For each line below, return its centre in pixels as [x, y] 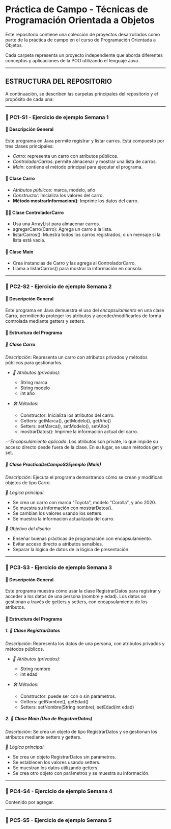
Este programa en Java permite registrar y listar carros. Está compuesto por [85, 140]
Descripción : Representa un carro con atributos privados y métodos [76, 357]
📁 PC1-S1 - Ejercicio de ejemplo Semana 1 [57, 117]
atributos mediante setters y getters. [44, 737]
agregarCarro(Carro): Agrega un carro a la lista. [63, 229]
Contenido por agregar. [30, 802]
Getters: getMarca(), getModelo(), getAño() [66, 421]
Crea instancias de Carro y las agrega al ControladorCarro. [74, 263]
